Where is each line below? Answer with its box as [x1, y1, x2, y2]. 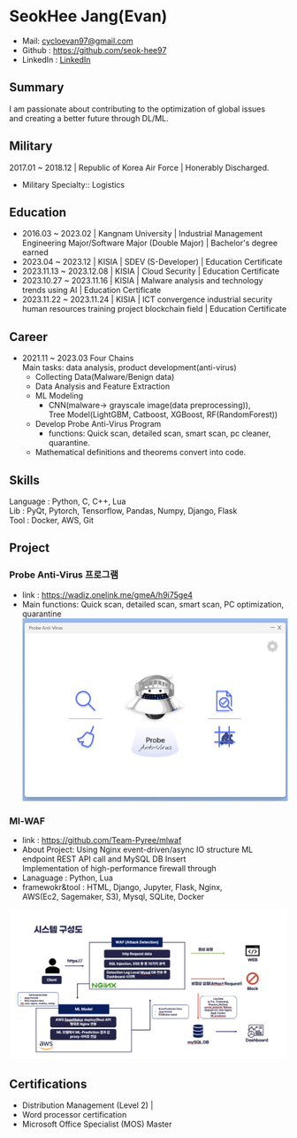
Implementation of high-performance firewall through [21, 863, 217, 874]
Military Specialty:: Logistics [21, 179, 126, 190]
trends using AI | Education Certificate [21, 285, 162, 296]
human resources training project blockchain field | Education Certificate [21, 304, 287, 314]
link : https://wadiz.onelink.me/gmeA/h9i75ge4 [21, 589, 193, 600]
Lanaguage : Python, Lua [21, 872, 113, 883]
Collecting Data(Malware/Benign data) [34, 372, 175, 383]
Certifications [9, 1076, 88, 1091]
